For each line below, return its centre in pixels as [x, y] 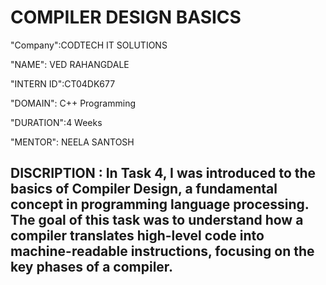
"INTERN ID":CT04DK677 [63, 83]
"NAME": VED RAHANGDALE [70, 64]
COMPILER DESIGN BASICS [126, 17]
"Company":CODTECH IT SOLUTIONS [89, 45]
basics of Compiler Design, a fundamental [144, 189]
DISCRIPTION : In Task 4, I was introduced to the [163, 173]
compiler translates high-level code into [137, 236]
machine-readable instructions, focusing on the [162, 251]
